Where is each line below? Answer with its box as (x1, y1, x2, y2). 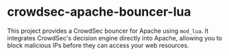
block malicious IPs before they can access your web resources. (7, 41, 190, 49)
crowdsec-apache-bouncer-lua (7, 4, 191, 20)
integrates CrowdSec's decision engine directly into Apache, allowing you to (7, 33, 223, 42)
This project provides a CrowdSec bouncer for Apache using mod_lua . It (7, 27, 209, 35)
